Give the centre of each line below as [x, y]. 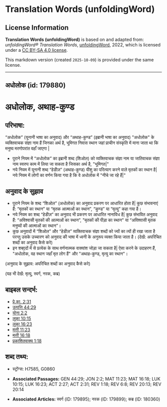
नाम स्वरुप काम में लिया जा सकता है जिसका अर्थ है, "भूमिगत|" [61, 164]
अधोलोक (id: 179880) [36, 85]
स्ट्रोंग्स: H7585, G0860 [34, 369]
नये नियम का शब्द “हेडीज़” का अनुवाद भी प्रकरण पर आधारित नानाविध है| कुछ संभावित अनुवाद [85, 215]
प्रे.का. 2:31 [22, 302]
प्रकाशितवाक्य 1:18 [27, 341]
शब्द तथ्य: [17, 357]
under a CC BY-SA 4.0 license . [37, 50]
